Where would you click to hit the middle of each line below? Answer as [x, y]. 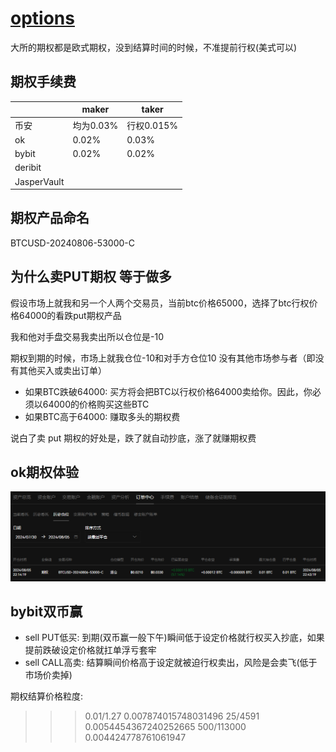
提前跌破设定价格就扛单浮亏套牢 [90, 650]
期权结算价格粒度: [47, 696]
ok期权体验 [45, 472]
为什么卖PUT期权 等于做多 [91, 277]
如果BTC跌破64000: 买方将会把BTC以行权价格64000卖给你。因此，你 [168, 391]
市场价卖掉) [48, 675]
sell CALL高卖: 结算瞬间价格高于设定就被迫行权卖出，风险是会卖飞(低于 [171, 663]
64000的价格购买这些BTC [96, 404]
